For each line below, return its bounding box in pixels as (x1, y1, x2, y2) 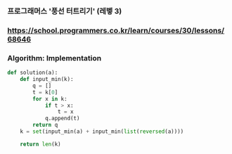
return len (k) (20, 141, 61, 148)
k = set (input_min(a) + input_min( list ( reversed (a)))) (20, 128, 184, 135)
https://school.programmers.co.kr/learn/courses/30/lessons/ (7, 25, 225, 35)
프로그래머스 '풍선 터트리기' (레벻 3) (7, 6, 122, 15)
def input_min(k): (20, 76, 74, 83)
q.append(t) (44, 115, 80, 122)
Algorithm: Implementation (7, 53, 102, 63)
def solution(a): (7, 69, 58, 77)
